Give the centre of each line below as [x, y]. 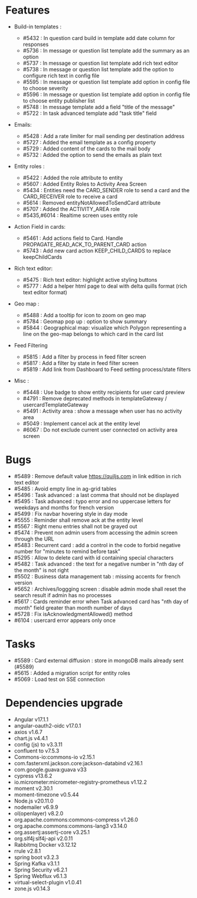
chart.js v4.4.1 [31, 738]
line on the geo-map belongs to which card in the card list [93, 334]
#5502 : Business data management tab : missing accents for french [97, 576]
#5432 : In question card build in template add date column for [99, 38]
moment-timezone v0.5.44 [46, 794]
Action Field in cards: [40, 226]
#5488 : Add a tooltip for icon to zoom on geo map [84, 315]
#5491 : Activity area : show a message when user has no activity [102, 411]
